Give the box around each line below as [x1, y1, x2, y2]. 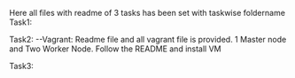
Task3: [9, 61, 34, 71]
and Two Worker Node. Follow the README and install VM [9, 43, 221, 54]
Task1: [9, 17, 33, 27]
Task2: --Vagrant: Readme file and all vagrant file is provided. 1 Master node [9, 35, 287, 44]
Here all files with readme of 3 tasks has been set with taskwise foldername [9, 8, 286, 18]
